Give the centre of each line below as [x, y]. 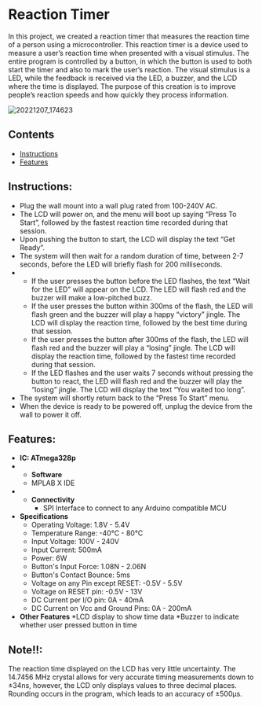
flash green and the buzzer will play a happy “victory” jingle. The [136, 314]
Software [47, 475]
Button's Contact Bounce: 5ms [81, 575]
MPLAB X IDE [53, 483]
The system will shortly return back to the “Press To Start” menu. [124, 398]
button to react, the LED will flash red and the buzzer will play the [136, 381]
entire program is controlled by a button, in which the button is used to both [130, 61]
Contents [31, 135]
